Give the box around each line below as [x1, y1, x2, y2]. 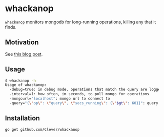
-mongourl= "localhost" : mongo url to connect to [9, 96, 110, 101]
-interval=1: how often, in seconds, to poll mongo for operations [9, 92, 150, 97]
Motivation [5, 38, 39, 47]
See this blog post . [5, 51, 43, 57]
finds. [5, 24, 17, 30]
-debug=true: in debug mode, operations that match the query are [9, 87, 147, 92]
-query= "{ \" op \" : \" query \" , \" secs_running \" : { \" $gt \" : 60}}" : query [9, 101, 159, 105]
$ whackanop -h [5, 78, 36, 83]
